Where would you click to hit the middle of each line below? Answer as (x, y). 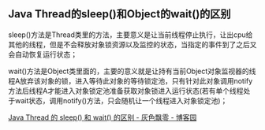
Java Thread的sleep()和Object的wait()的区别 (119, 14)
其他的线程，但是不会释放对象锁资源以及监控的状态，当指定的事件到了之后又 (132, 44)
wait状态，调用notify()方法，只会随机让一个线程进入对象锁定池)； (121, 100)
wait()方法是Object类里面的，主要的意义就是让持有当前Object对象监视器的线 (132, 71)
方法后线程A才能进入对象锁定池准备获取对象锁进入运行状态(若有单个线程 (126, 91)
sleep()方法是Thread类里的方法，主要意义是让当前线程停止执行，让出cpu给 (131, 35)
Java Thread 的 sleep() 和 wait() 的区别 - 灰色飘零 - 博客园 (103, 117)
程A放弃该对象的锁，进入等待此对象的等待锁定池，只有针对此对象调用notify (131, 80)
